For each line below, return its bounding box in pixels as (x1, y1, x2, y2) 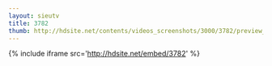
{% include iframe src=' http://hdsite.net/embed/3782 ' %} (8, 49, 201, 59)
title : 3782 (8, 19, 49, 27)
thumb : (8, 27, 31, 35)
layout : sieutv (8, 11, 60, 20)
